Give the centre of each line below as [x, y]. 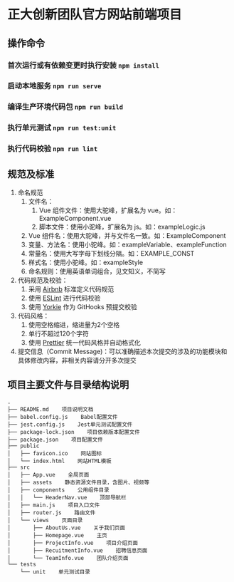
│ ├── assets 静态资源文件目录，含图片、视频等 [79, 482]
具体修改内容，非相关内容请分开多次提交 [77, 360]
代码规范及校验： [43, 280]
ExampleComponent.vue [75, 218]
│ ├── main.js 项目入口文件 [54, 505]
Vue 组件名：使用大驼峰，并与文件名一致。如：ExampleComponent [127, 235]
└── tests [22, 564]
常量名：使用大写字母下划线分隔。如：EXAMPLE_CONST [111, 253]
